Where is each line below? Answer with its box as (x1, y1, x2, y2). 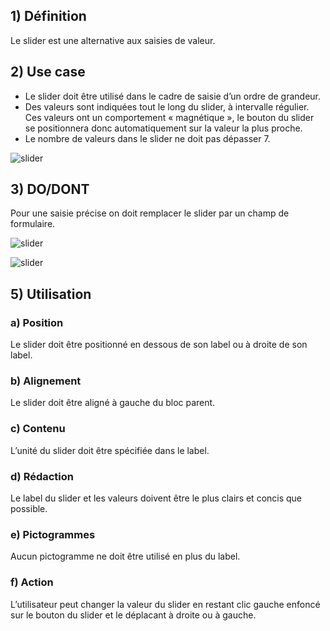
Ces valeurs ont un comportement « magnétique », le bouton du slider (24, 111, 315, 123)
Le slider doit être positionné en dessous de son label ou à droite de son (10, 339, 308, 351)
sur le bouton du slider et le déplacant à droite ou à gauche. (10, 609, 257, 621)
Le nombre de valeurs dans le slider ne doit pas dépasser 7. (24, 132, 271, 144)
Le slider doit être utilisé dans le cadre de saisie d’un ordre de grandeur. (24, 90, 322, 102)
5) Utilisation (10, 285, 92, 303)
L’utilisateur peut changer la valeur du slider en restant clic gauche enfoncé (10, 598, 321, 610)
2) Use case (10, 64, 86, 81)
